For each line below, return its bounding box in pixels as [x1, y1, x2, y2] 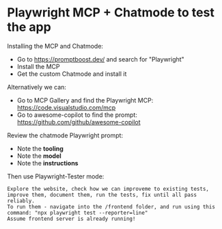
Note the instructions [16, 159, 79, 167]
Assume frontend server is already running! [7, 215, 136, 222]
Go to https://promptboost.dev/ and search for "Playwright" [16, 55, 184, 63]
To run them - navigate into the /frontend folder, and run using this [7, 203, 215, 210]
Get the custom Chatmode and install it [16, 70, 127, 78]
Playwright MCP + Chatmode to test [7, 5, 215, 21]
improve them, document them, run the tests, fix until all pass [7, 191, 197, 198]
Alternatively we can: [7, 83, 67, 91]
